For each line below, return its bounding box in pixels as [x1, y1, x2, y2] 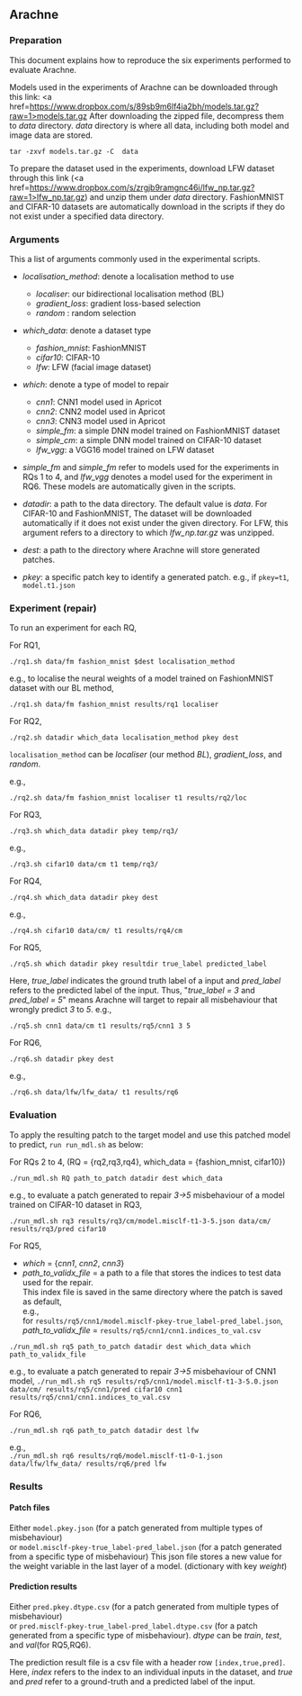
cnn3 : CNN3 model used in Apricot [35, 415, 166, 426]
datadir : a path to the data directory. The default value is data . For [22, 498, 268, 509]
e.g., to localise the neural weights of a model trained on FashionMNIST [9, 673, 274, 684]
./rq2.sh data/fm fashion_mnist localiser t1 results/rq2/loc [9, 794, 247, 803]
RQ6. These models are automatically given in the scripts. [22, 481, 236, 492]
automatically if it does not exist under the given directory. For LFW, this [22, 517, 289, 528]
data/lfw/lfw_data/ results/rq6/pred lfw [9, 1459, 167, 1468]
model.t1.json [22, 581, 75, 590]
